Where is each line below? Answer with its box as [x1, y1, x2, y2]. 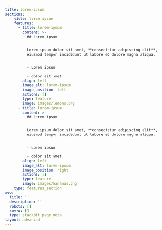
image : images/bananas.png [22, 181, 77, 186]
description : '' [9, 199, 42, 204]
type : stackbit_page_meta [9, 213, 62, 218]
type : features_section [14, 186, 62, 191]
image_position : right [22, 168, 69, 172]
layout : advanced [5, 217, 40, 222]
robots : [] [9, 204, 32, 209]
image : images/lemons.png [22, 101, 75, 106]
